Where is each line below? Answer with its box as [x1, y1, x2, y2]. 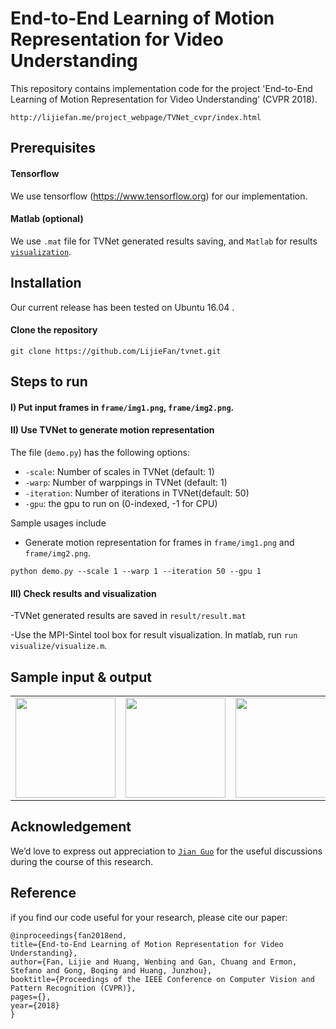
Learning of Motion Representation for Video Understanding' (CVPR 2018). [10, 93, 318, 105]
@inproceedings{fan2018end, [10, 930, 128, 941]
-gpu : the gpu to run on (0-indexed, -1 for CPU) [24, 497, 218, 509]
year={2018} [10, 1000, 60, 1011]
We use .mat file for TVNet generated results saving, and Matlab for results [10, 235, 318, 247]
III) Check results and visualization [10, 587, 157, 599]
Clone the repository [10, 324, 98, 336]
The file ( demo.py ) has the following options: [10, 446, 190, 458]
